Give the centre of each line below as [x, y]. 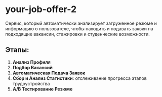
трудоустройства [31, 83]
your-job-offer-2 [41, 9]
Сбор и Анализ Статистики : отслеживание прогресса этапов [79, 78]
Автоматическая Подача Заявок [49, 73]
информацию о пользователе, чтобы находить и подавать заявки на [79, 28]
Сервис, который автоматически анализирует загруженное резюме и [81, 23]
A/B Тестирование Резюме [43, 89]
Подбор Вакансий [33, 67]
